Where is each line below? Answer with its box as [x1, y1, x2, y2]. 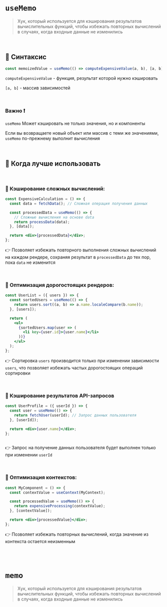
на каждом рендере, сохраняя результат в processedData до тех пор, [5, 254, 151, 260]
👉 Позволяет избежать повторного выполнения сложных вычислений [5, 247, 157, 253]
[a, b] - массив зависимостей [5, 85, 71, 91]
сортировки [5, 370, 31, 376]
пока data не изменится [5, 259, 56, 265]
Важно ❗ [5, 107, 25, 114]
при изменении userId [5, 452, 53, 458]
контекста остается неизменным [5, 538, 76, 544]
